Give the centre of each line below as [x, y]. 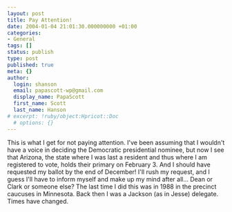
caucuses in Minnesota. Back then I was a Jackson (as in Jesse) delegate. [113, 193]
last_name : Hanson [40, 110]
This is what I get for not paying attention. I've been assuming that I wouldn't [116, 142]
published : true [30, 65]
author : [18, 78]
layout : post [26, 13]
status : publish [30, 52]
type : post [23, 59]
